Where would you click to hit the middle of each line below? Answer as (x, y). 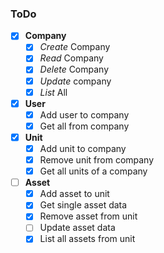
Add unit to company (83, 148)
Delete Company (74, 69)
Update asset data (77, 228)
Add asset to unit (74, 194)
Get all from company (84, 126)
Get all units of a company (93, 171)
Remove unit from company (97, 159)
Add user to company (84, 114)
